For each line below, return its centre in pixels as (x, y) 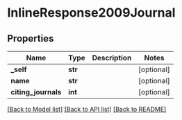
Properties (31, 38)
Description (112, 58)
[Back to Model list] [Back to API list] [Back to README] (87, 109)
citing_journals (36, 92)
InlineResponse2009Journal (91, 13)
